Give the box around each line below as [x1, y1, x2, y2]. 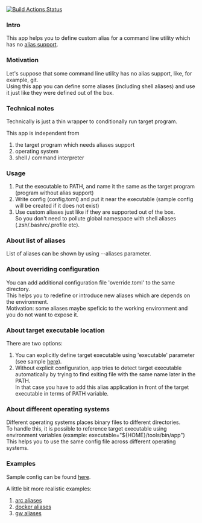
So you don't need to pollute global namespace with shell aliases [14, 215, 177, 222]
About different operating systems [6, 405, 110, 413]
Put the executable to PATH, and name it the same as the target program [14, 183, 195, 190]
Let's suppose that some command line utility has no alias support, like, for [6, 69, 192, 77]
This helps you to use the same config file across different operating [6, 438, 176, 445]
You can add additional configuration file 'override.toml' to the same [6, 278, 175, 286]
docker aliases [14, 503, 51, 510]
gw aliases [14, 509, 42, 516]
